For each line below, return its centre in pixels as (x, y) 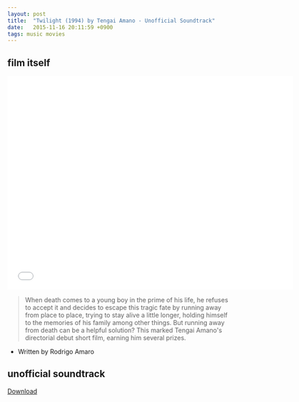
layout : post (27, 14)
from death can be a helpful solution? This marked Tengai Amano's (123, 330)
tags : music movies (36, 34)
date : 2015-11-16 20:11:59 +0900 (60, 27)
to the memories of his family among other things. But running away (125, 323)
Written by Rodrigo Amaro (56, 352)
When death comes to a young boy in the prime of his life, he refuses (126, 300)
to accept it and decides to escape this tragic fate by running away (123, 308)
